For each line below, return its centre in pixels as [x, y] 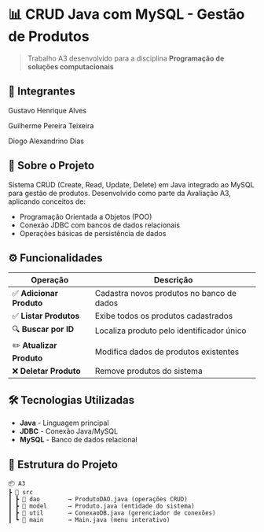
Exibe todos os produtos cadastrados [164, 316]
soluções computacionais [70, 66]
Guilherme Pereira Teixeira [51, 125]
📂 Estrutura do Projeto [63, 464]
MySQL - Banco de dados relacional [78, 440]
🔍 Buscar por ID [43, 329]
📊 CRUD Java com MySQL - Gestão [126, 15]
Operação [50, 280]
